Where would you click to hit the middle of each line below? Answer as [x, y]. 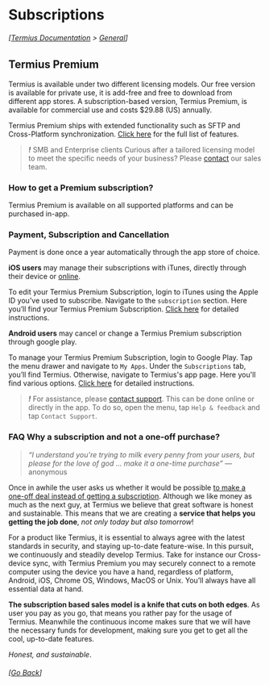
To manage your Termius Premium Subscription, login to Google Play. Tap [130, 357]
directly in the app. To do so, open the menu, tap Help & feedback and [144, 407]
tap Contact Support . [63, 416]
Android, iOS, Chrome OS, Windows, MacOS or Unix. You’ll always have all [132, 580]
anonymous [48, 472]
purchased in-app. [39, 214]
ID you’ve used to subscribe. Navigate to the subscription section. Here [128, 301]
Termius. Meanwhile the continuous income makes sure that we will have [130, 621]
